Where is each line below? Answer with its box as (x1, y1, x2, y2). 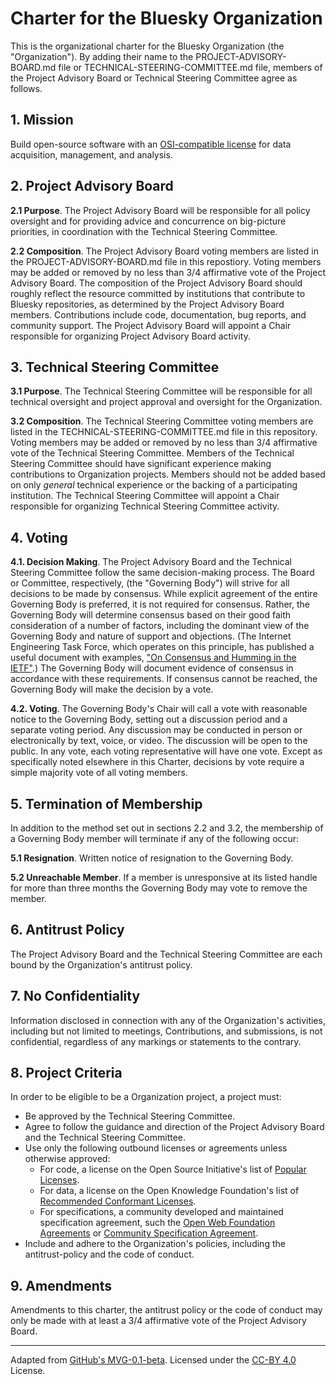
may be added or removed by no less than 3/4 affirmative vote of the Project (10, 266, 326, 278)
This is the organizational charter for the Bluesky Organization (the (10, 40, 285, 52)
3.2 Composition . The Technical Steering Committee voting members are (10, 415, 314, 427)
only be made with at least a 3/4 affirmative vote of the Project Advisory (10, 1315, 307, 1327)
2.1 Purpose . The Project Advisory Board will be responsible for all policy (10, 204, 311, 216)
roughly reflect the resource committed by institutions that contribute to (10, 287, 306, 299)
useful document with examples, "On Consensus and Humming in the (10, 652, 297, 664)
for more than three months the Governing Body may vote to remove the (10, 882, 308, 894)
